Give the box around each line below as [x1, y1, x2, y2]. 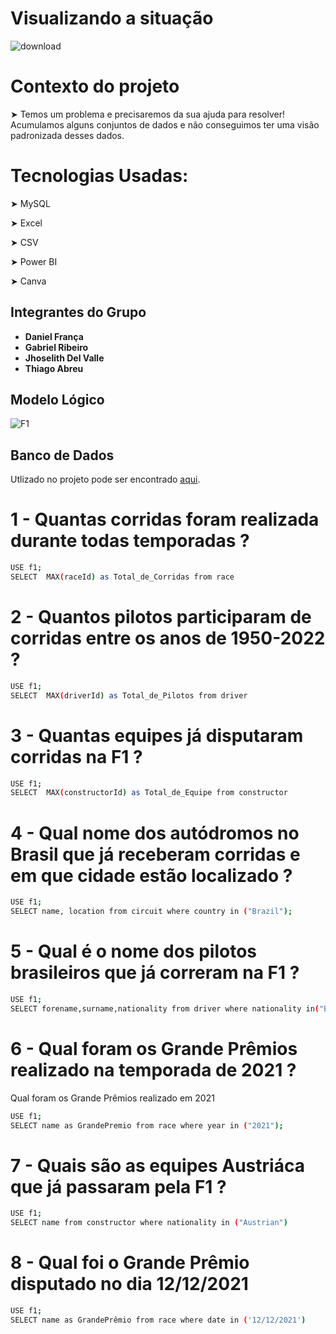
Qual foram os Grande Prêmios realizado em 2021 [10, 1092, 215, 1104]
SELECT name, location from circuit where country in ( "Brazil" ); [10, 907, 293, 917]
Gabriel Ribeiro [24, 341, 89, 353]
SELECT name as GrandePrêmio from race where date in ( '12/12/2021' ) [10, 1315, 307, 1325]
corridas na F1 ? [10, 745, 143, 768]
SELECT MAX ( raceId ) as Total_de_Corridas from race [10, 572, 235, 582]
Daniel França [24, 330, 84, 342]
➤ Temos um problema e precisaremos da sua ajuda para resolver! [10, 108, 286, 120]
